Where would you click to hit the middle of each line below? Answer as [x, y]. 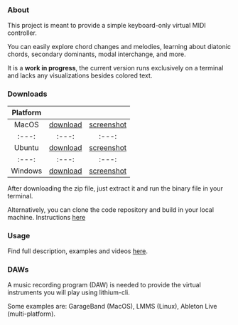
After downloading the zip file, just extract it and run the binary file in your [115, 188]
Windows [27, 171]
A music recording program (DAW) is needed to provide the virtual [104, 285]
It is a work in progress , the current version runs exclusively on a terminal [115, 68]
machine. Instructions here [47, 217]
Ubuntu [26, 147]
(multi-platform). [31, 314]
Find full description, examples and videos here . [77, 251]
